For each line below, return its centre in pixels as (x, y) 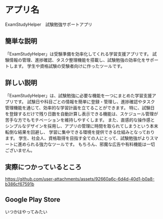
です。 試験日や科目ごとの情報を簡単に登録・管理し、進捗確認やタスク (84, 101)
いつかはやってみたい (26, 212)
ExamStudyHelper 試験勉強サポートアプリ (49, 24)
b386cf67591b (20, 184)
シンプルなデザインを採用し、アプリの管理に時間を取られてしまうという (77, 126)
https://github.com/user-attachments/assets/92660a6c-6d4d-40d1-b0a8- (80, 179)
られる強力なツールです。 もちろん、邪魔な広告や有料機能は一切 (91, 144)
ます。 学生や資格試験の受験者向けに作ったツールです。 (69, 66)
